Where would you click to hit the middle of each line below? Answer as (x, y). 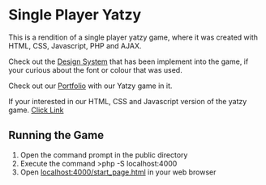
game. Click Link (36, 110)
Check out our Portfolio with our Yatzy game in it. (90, 86)
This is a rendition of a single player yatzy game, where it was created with (133, 37)
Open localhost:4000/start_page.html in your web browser (118, 172)
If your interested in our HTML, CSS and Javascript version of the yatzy (128, 101)
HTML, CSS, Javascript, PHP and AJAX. (75, 45)
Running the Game (56, 135)
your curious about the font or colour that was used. (95, 69)
